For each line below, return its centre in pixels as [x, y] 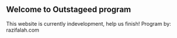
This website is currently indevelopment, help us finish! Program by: [88, 23]
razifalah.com [23, 30]
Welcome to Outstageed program [69, 10]
